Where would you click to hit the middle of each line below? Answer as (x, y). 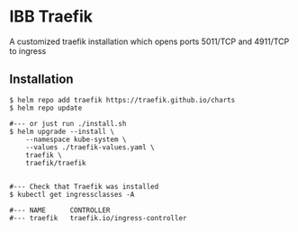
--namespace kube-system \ (76, 139)
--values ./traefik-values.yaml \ (90, 147)
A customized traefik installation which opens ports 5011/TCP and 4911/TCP (149, 41)
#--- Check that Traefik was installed (84, 186)
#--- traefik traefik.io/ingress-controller (98, 218)
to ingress (28, 50)
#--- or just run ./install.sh (68, 123)
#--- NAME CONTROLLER (60, 210)
